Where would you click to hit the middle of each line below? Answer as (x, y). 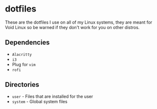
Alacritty (22, 54)
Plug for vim (24, 64)
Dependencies (27, 43)
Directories (22, 85)
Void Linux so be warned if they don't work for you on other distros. (72, 27)
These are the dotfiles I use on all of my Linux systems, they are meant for (79, 22)
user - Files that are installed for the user (52, 96)
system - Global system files (40, 101)
